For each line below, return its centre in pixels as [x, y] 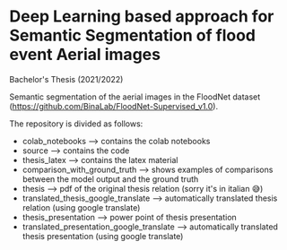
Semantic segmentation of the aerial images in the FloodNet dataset [135, 97]
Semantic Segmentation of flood [132, 35]
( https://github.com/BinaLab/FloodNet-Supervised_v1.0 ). [113, 106]
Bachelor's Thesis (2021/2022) [66, 79]
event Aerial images [85, 55]
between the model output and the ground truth [110, 179]
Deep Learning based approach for [142, 17]
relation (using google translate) [81, 207]
